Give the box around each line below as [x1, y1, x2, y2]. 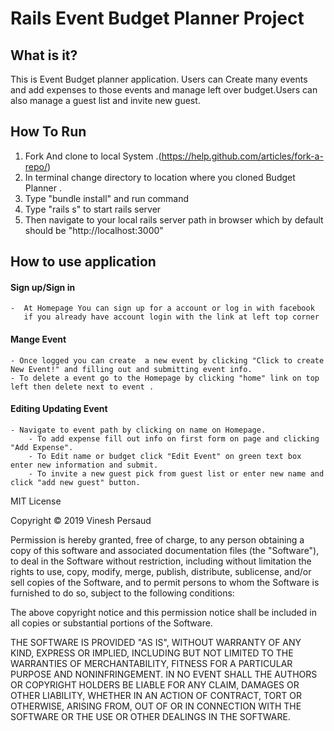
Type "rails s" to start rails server [24, 203, 162, 215]
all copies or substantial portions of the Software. [10, 617, 213, 629]
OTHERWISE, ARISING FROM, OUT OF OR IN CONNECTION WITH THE [10, 700, 302, 712]
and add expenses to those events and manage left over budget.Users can [10, 84, 318, 96]
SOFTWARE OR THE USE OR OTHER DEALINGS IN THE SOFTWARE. [10, 710, 291, 722]
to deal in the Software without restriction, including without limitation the [10, 555, 312, 567]
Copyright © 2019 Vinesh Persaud [10, 514, 152, 526]
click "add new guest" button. [10, 477, 141, 487]
